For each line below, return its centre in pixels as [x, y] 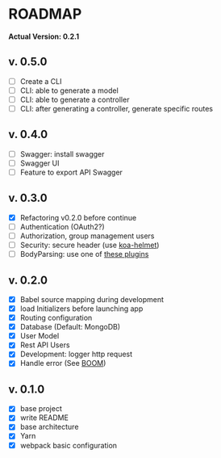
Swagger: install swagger [62, 153]
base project [41, 409]
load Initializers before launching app [81, 309]
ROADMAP [45, 14]
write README [44, 418]
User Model [40, 336]
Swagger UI [40, 163]
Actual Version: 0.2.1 [44, 36]
